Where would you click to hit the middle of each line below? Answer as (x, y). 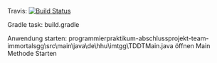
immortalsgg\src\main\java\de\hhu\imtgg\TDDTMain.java (90, 46)
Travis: (17, 11)
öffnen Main (192, 46)
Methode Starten (32, 53)
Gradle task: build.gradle (43, 24)
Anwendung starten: (37, 38)
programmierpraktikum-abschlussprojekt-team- (139, 38)
